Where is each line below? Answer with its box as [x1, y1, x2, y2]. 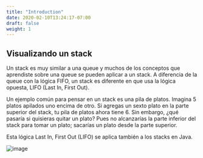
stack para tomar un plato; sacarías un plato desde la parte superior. [6, 122, 177, 129]
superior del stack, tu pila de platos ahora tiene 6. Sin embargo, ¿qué [6, 109, 179, 116]
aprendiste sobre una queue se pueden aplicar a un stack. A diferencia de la [6, 71, 198, 78]
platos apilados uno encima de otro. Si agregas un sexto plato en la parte [6, 102, 190, 109]
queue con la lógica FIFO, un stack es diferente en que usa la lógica [6, 77, 176, 85]
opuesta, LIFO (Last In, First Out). [6, 84, 90, 91]
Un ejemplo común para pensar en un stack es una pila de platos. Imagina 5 [6, 95, 196, 103]
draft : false [6, 20, 40, 26]
